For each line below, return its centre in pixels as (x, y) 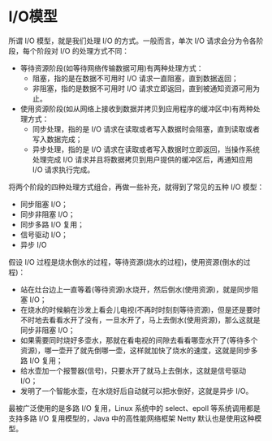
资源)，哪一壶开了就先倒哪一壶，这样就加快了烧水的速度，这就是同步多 (139, 350)
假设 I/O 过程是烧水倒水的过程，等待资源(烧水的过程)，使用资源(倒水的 (126, 262)
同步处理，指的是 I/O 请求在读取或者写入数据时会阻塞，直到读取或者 (146, 129)
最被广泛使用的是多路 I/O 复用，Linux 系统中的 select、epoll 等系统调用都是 (135, 408)
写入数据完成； (57, 139)
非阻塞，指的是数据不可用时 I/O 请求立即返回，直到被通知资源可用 (142, 88)
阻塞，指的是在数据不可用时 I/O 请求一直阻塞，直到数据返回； (135, 78)
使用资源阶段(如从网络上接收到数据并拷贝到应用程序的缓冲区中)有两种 (137, 108)
